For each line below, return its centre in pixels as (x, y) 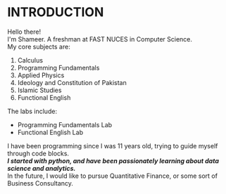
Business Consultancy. (40, 183)
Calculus (30, 60)
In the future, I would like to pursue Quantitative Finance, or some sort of (113, 176)
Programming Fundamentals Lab (65, 124)
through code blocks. (38, 153)
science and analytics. (42, 168)
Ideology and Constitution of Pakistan (72, 82)
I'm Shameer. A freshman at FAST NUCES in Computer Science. (100, 39)
